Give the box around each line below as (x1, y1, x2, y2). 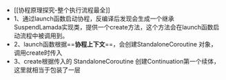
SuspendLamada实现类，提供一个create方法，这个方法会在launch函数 (13, 23, 214, 31)
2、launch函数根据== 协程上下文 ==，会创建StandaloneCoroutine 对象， (13, 40, 217, 48)
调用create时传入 (13, 49, 63, 57)
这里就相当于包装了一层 (13, 66, 81, 74)
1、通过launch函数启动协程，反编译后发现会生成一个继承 (13, 14, 174, 23)
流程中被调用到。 (19, 31, 69, 40)
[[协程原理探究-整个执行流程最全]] (13, 6, 110, 14)
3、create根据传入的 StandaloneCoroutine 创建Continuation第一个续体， (13, 57, 220, 65)
